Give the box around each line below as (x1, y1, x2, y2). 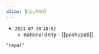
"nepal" (6, 42, 25, 48)
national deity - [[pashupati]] (23, 31, 94, 38)
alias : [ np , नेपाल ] (6, 8, 47, 15)
